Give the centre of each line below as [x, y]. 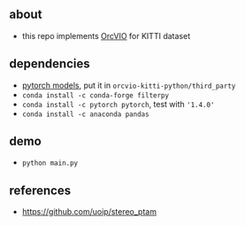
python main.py [50, 163]
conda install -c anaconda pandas [85, 114]
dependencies [50, 64]
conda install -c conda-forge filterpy [96, 95]
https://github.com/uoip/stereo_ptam [89, 212]
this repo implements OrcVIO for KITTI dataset [106, 35]
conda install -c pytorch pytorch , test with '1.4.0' [118, 104]
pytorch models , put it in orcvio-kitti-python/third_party [129, 85]
